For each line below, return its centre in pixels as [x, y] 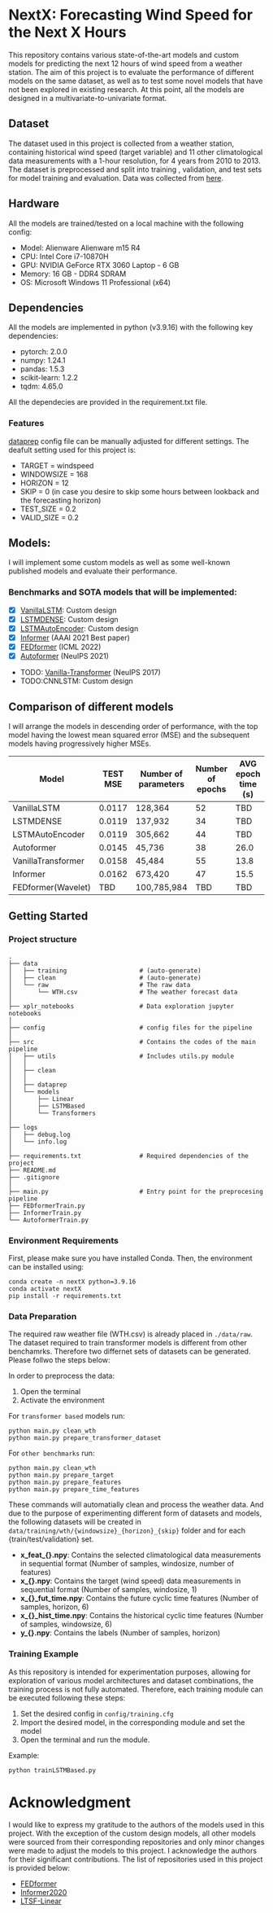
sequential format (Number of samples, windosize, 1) [108, 1590]
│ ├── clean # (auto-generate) [105, 978]
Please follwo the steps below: [60, 1360]
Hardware [34, 204]
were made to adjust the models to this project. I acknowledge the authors [133, 1851]
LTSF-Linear [41, 1901]
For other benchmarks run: [52, 1453]
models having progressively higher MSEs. [80, 744]
